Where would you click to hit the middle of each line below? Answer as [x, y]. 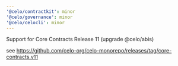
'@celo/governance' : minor [39, 17]
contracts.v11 [22, 57]
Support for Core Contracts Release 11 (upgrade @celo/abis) [80, 39]
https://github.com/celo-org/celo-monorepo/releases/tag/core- [94, 51]
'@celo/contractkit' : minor [41, 11]
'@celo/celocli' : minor [36, 22]
